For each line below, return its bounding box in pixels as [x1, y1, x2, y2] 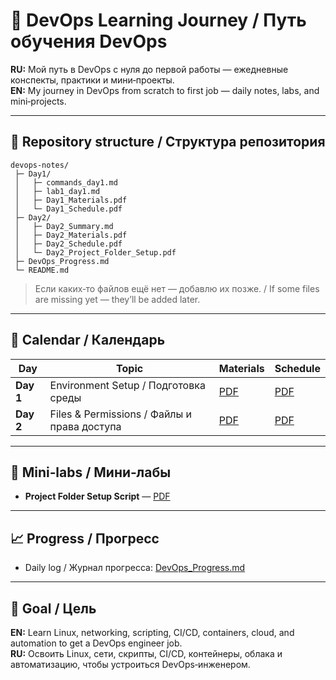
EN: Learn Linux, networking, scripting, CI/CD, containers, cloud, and [10, 627, 295, 638]
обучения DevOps [10, 30, 168, 53]
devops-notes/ [10, 160, 70, 170]
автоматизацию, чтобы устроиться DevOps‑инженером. [10, 659, 251, 670]
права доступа [49, 419, 122, 433]
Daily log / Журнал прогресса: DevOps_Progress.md [24, 562, 246, 574]
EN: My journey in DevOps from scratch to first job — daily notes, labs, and [10, 84, 320, 96]
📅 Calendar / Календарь [10, 332, 166, 349]
